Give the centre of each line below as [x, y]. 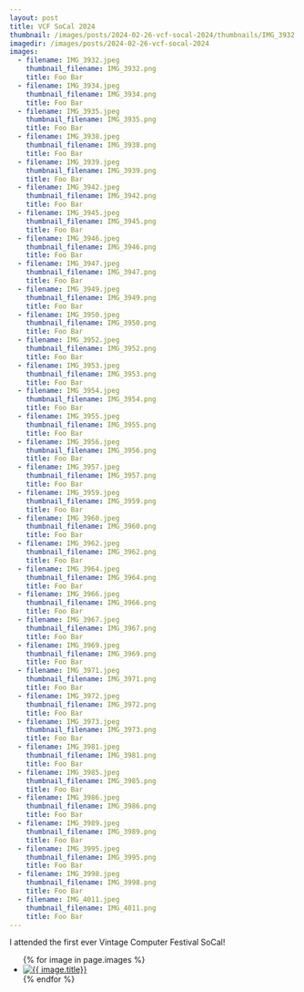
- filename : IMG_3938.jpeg [69, 137]
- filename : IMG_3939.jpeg [69, 162]
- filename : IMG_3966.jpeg [69, 594]
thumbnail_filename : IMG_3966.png [91, 603]
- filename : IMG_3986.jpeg [69, 798]
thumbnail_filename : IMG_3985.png [91, 780]
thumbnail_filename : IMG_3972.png [91, 704]
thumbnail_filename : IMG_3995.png [91, 857]
